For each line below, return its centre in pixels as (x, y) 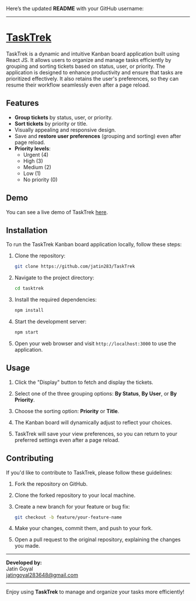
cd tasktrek (29, 289)
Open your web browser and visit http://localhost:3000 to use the (95, 343)
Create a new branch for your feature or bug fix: (72, 506)
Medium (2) (37, 167)
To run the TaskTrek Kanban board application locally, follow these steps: (94, 245)
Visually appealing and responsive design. (65, 130)
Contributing (30, 459)
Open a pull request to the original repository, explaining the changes (97, 540)
